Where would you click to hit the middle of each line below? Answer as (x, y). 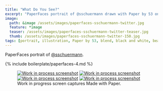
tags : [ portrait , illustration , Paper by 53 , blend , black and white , (78, 41)
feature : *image (26, 27)
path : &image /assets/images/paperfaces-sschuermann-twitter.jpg (77, 23)
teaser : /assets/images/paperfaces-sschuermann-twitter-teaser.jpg (79, 32)
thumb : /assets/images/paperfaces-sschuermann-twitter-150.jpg (74, 37)
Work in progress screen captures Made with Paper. (69, 83)
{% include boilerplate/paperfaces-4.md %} (49, 64)
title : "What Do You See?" (32, 9)
